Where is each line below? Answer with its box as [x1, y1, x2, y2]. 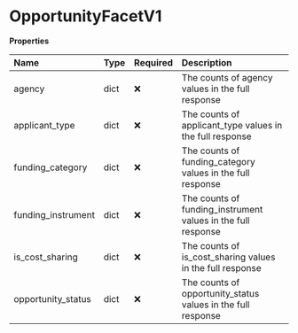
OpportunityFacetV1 [9, 6, 162, 27]
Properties [9, 35, 50, 46]
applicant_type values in [181, 119, 283, 131]
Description [181, 56, 232, 68]
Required [134, 56, 174, 68]
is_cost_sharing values [181, 251, 276, 263]
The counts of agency [181, 71, 273, 83]
